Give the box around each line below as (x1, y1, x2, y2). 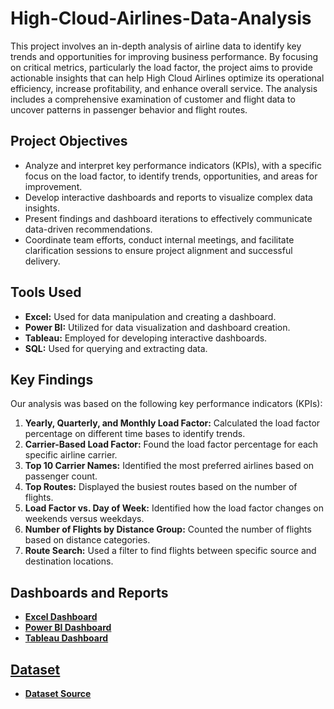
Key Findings (10, 371, 94, 388)
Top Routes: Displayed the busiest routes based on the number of (24, 481, 298, 493)
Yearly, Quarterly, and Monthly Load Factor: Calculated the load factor (24, 417, 321, 429)
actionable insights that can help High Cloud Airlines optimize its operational (10, 72, 325, 84)
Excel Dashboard (24, 611, 98, 623)
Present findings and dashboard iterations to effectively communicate (24, 212, 313, 224)
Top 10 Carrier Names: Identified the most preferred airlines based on (24, 460, 315, 472)
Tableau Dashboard (24, 632, 109, 644)
